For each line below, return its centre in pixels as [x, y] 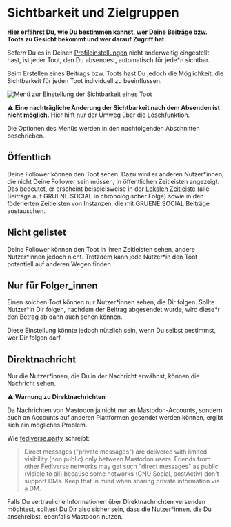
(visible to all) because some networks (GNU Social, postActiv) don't [121, 474]
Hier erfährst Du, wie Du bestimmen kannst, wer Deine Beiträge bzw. [108, 32]
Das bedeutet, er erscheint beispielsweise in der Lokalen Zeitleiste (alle [108, 189]
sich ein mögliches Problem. [47, 425]
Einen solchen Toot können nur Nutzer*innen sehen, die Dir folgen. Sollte [111, 302]
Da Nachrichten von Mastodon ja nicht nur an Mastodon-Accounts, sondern [115, 410]
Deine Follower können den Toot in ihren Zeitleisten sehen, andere [101, 249]
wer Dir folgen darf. [35, 338]
